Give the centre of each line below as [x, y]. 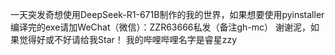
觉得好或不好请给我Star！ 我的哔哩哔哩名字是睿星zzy [128, 39]
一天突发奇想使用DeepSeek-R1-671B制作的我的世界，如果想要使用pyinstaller [167, 14]
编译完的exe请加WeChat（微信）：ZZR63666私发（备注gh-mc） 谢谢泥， [161, 27]
